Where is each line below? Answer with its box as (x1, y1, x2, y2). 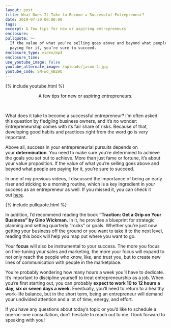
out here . (5, 192, 24, 198)
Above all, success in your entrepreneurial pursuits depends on (5, 144, 138, 150)
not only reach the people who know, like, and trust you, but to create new (5, 254, 161, 260)
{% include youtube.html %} (5, 83, 65, 89)
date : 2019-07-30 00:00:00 (5, 17, 63, 22)
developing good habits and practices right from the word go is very (5, 129, 149, 135)
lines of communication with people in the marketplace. (5, 259, 122, 265)
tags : (5, 21, 17, 27)
